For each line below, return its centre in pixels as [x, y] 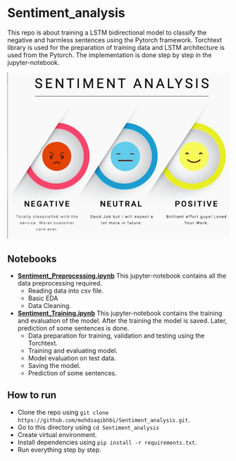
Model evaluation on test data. [72, 358]
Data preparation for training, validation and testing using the [116, 336]
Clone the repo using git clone [63, 412]
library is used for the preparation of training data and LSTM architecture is [116, 47]
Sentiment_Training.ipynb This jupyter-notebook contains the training [120, 313]
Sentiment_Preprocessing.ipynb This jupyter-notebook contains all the [122, 276]
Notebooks [32, 259]
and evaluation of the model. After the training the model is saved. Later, [122, 320]
